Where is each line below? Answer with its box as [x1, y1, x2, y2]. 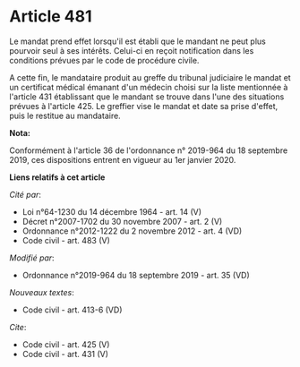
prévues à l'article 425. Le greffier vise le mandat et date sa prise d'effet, [9, 100, 279, 111]
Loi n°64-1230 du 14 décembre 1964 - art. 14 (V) [21, 206, 202, 217]
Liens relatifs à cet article [9, 172, 106, 183]
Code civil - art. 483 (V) [21, 235, 110, 245]
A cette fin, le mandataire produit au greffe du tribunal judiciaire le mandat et [9, 72, 291, 82]
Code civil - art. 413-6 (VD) [21, 304, 123, 315]
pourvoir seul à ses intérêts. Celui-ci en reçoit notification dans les [9, 45, 254, 55]
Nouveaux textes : [9, 286, 74, 297]
